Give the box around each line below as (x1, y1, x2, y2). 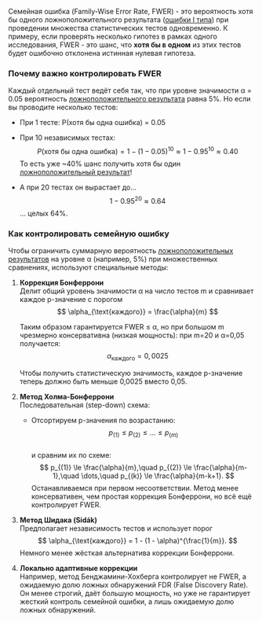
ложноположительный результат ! (19, 167, 133, 176)
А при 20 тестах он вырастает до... (19, 182, 137, 192)
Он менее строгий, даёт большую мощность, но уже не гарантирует (19, 588, 251, 598)
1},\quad (52, 471, 80, 480)
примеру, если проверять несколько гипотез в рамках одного (8, 31, 218, 41)
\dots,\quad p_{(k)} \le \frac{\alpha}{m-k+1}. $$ (81, 471, 235, 480)
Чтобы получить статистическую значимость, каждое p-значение (19, 368, 243, 377)
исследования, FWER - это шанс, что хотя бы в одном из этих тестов (8, 40, 242, 50)
